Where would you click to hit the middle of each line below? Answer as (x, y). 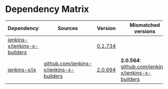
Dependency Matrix (47, 9)
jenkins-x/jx (22, 69)
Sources (68, 28)
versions (145, 31)
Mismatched (145, 25)
